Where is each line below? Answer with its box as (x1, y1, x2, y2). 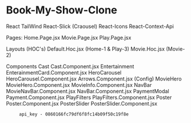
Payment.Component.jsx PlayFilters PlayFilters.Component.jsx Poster (6, 94, 172, 101)
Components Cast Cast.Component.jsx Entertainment (6, 62, 135, 70)
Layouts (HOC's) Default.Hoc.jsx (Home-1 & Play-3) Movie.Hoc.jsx (6, 45, 165, 52)
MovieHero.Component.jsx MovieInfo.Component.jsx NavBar (6, 81, 152, 88)
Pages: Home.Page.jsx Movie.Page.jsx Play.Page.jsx (6, 34, 132, 41)
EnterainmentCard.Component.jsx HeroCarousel (6, 69, 122, 76)
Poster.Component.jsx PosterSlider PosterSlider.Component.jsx (6, 100, 158, 107)
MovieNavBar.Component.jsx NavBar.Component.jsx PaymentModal (6, 87, 169, 94)
